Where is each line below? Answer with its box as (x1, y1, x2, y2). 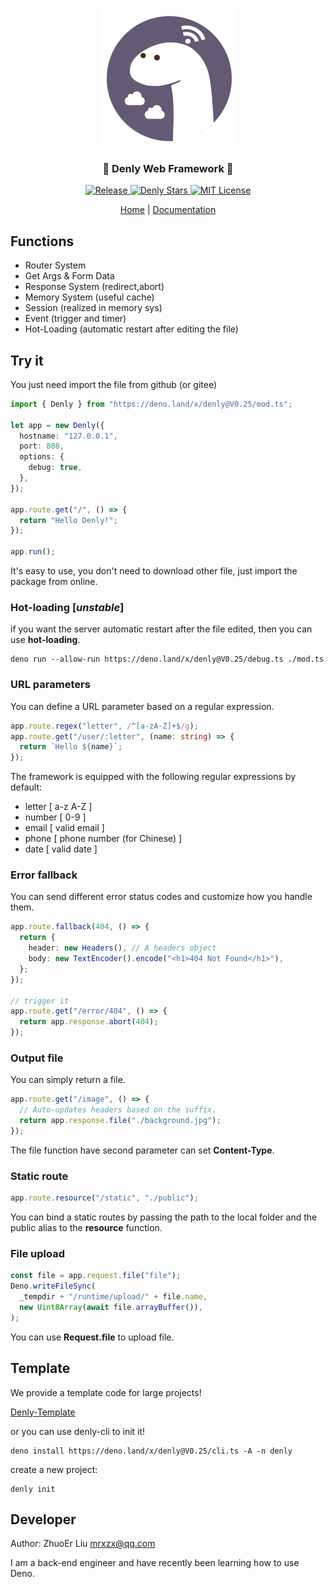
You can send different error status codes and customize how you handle (10, 891, 313, 903)
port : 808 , (19, 441, 65, 452)
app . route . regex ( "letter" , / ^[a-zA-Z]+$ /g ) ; (10, 721, 199, 731)
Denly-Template (10, 1406, 76, 1418)
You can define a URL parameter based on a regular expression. (10, 700, 275, 712)
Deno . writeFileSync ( (10, 1281, 97, 1292)
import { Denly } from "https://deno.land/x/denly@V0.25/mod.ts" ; (10, 399, 293, 409)
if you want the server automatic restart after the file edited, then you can (10, 623, 313, 635)
